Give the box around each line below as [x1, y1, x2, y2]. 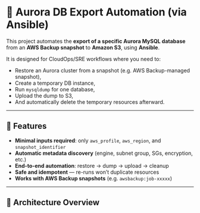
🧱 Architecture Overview [6, 198, 100, 208]
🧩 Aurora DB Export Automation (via [6, 5, 187, 19]
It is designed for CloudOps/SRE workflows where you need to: [6, 55, 161, 62]
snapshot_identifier [14, 144, 66, 150]
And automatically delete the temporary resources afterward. [14, 98, 165, 106]
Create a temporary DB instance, [14, 80, 96, 87]
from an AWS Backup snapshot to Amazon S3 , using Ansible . [6, 44, 160, 51]
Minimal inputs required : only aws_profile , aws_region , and [14, 136, 161, 144]
